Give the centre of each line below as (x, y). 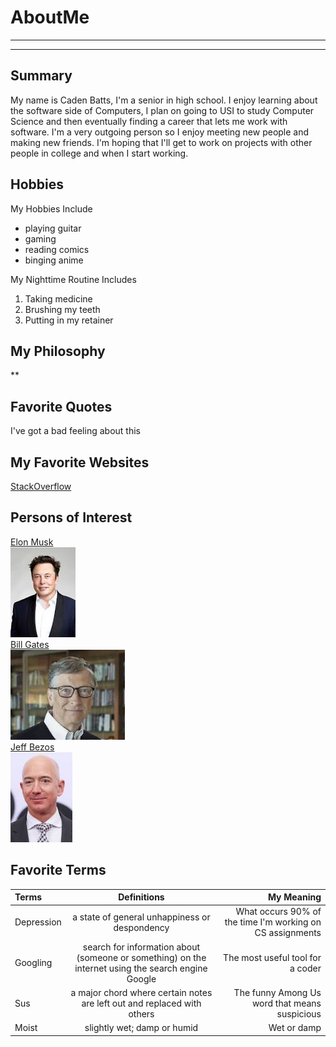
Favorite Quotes (61, 406)
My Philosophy (58, 351)
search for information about (141, 947)
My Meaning (294, 897)
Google (141, 978)
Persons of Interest (71, 517)
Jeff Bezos (32, 747)
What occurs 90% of (278, 912)
